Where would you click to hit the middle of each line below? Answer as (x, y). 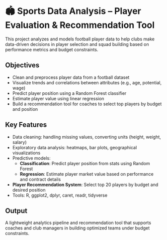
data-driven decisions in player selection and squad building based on (77, 44)
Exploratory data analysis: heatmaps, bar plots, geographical (75, 147)
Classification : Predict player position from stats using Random (85, 163)
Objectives (22, 65)
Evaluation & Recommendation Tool (80, 25)
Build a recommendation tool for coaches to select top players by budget (87, 104)
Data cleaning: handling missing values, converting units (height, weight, (87, 137)
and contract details (40, 179)
